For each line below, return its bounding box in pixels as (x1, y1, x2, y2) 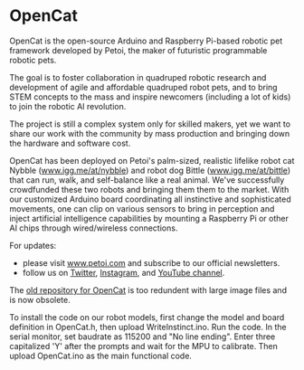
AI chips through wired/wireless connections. (9, 223, 178, 233)
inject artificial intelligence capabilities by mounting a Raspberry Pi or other (9, 213, 290, 223)
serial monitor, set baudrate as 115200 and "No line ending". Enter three (9, 331, 276, 342)
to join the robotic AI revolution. (9, 100, 127, 111)
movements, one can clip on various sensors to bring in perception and (9, 203, 275, 213)
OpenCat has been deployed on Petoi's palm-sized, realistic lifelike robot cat (9, 155, 295, 166)
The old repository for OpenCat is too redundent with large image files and (9, 284, 288, 295)
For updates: (9, 240, 57, 251)
